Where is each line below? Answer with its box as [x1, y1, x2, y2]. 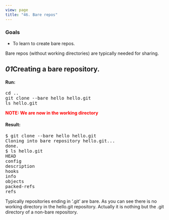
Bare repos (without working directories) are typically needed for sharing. [5, 50, 159, 56]
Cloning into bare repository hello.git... [5, 138, 115, 143]
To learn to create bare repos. [12, 40, 75, 46]
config [5, 158, 22, 164]
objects [5, 178, 24, 184]
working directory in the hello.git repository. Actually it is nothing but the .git [5, 203, 164, 209]
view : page [5, 7, 28, 13]
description [5, 163, 35, 169]
